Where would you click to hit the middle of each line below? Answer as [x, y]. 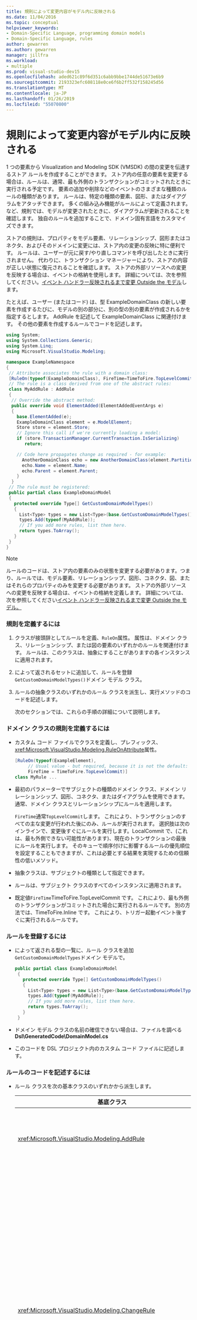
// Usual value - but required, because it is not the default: [108, 766]
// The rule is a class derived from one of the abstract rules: [90, 384]
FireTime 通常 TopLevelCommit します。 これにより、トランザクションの [98, 816]
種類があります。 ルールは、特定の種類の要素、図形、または [94, 197]
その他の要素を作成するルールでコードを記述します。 [81, 324]
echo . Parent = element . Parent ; [60, 471]
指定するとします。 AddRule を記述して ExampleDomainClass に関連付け [94, 317]
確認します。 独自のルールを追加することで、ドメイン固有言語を [84, 218]
